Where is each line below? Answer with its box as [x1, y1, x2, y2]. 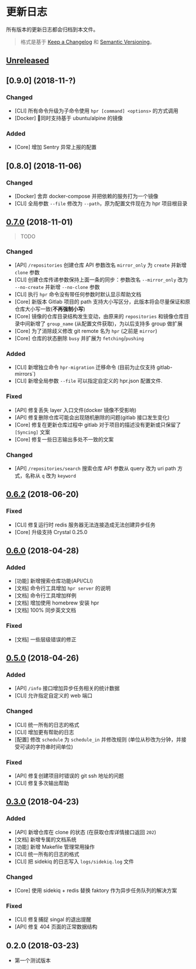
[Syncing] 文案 [14, 429, 51, 436]
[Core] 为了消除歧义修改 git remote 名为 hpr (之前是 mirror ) [14, 328, 158, 335]
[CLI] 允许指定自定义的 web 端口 [14, 692, 92, 699]
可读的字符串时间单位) [19, 743, 73, 750]
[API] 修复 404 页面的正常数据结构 [14, 923, 98, 930]
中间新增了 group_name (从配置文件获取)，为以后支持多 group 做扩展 [19, 320, 183, 327]
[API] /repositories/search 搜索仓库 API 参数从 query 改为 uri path [14, 465, 177, 472]
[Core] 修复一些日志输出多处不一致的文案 [14, 436, 114, 443]
